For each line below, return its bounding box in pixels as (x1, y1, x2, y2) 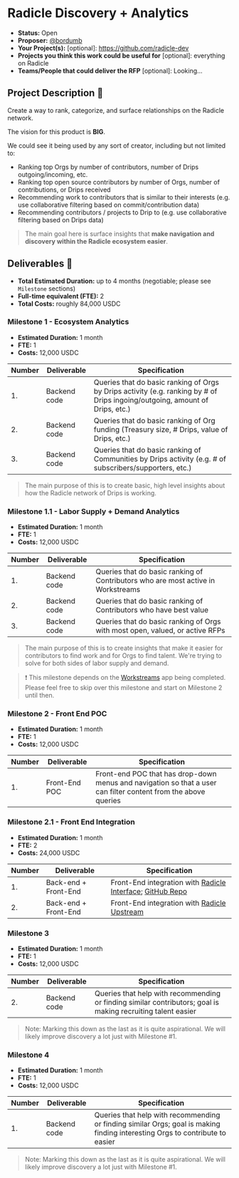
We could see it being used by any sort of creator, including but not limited (7, 141, 226, 150)
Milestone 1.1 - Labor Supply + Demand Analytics (7, 506, 180, 516)
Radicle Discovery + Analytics (7, 5, 189, 21)
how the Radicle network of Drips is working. (24, 488, 156, 497)
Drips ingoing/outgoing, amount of (93, 395, 208, 405)
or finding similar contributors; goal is (95, 998, 219, 1008)
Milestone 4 (7, 1050, 50, 1060)
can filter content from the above (95, 787, 206, 797)
